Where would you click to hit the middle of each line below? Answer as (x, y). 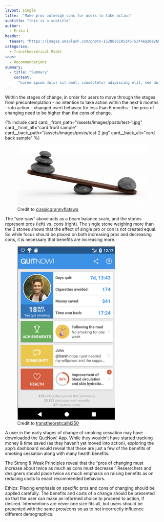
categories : (17, 47)
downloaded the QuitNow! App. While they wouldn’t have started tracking (79, 438)
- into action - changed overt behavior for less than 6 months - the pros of (80, 107)
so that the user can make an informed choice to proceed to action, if (75, 498)
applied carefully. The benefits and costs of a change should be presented (80, 493)
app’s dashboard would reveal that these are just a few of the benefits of (78, 448)
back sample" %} (22, 138)
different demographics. (29, 514)
